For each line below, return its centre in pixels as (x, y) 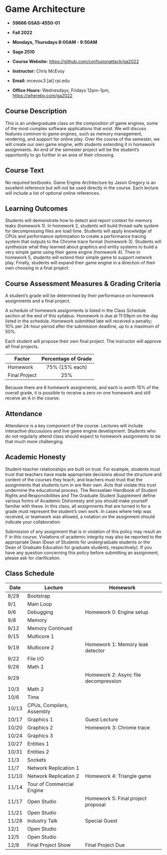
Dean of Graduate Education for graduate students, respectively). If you (79, 547)
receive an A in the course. (33, 398)
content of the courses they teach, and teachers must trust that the (74, 479)
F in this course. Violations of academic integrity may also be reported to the (83, 537)
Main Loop (40, 604)
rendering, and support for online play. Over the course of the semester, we (83, 139)
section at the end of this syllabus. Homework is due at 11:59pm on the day (82, 316)
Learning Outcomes (37, 208)
